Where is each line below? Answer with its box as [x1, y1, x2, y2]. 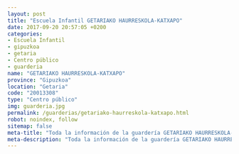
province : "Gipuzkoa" [7, 76, 72, 84]
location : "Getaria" [7, 83, 69, 90]
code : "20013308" [7, 89, 59, 97]
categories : [7, 30, 43, 38]
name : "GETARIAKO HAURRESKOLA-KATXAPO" [7, 70, 126, 77]
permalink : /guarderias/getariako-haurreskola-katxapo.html [7, 109, 190, 116]
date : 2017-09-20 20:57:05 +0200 [7, 23, 107, 31]
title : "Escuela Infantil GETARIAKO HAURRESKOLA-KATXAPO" [7, 17, 183, 24]
